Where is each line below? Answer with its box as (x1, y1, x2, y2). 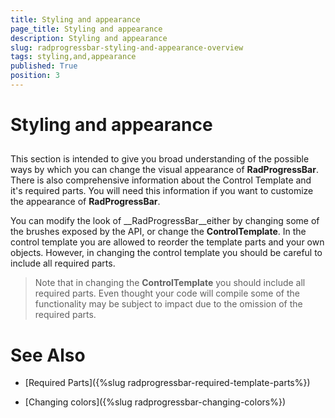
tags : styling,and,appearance (10, 52, 137, 62)
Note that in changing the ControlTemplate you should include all (34, 277, 306, 289)
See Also (10, 344, 86, 366)
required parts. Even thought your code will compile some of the (34, 287, 301, 300)
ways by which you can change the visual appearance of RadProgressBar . (10, 164, 319, 176)
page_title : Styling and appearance (10, 24, 163, 34)
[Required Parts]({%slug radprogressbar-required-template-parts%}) (24, 377, 311, 389)
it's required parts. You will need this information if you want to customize (10, 185, 314, 197)
